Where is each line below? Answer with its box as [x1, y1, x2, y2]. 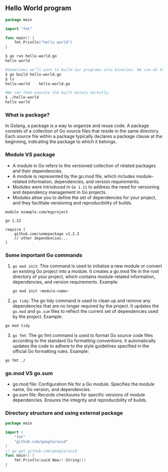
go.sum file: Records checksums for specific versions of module [12, 391, 145, 397]
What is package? [5, 111, 50, 118]
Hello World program [5, 4, 71, 12]
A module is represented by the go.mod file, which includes [12, 173, 135, 179]
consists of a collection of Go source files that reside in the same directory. [5, 128, 160, 134]
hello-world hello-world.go [5, 81, 70, 86]
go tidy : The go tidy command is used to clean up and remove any [12, 297, 151, 303]
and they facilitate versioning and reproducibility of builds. [12, 199, 132, 205]
